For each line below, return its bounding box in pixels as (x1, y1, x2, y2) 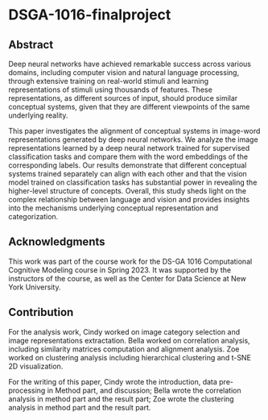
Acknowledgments (8, 235, 106, 249)
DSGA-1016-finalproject (8, 6, 171, 24)
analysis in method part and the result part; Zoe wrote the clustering (8, 393, 235, 404)
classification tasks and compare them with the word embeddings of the (8, 152, 248, 161)
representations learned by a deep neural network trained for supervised (8, 143, 250, 152)
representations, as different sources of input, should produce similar (8, 94, 238, 102)
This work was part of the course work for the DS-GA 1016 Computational (8, 256, 253, 266)
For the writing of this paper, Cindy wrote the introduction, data (8, 376, 217, 386)
